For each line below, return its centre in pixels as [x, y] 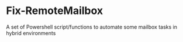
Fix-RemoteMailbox [55, 11]
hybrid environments [31, 33]
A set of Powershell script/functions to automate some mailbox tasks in [91, 27]
